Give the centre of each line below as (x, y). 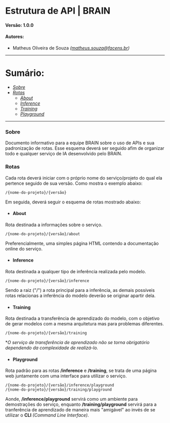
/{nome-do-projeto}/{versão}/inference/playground (60, 385)
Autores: (15, 37)
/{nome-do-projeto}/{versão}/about (43, 234)
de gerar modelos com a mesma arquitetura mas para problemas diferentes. (85, 324)
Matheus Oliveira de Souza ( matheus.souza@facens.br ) (71, 48)
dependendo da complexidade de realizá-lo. (52, 348)
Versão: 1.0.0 (19, 25)
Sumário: (25, 73)
